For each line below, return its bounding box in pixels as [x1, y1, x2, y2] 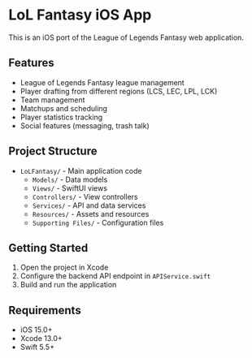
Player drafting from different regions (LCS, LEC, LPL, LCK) [20, 86, 218, 96]
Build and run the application [20, 280, 117, 290]
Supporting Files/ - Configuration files [32, 218, 164, 227]
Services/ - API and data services [32, 201, 146, 210]
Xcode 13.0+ [20, 334, 63, 343]
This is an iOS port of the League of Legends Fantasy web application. [8, 32, 244, 42]
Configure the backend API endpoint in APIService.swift [20, 271, 211, 281]
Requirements [8, 303, 81, 317]
